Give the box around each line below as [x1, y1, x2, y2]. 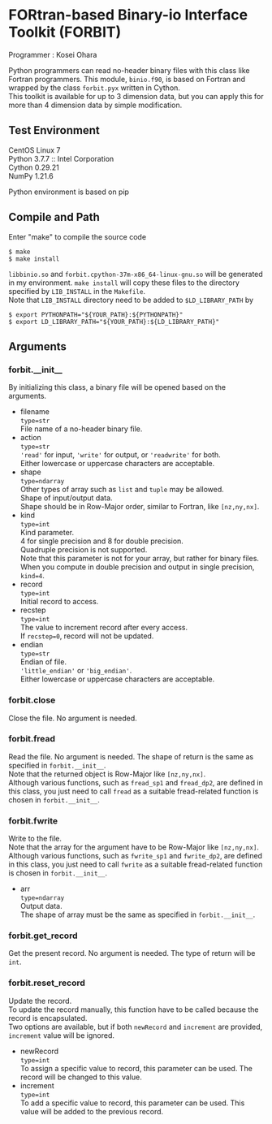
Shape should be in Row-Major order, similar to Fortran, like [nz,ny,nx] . [19, 502, 260, 512]
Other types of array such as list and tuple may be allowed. [19, 485, 225, 495]
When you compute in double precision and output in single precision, [19, 562, 255, 572]
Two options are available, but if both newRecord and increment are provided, [8, 1022, 263, 1031]
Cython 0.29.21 [8, 162, 59, 172]
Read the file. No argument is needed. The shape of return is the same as [8, 751, 254, 761]
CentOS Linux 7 [8, 145, 61, 155]
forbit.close [8, 694, 56, 706]
